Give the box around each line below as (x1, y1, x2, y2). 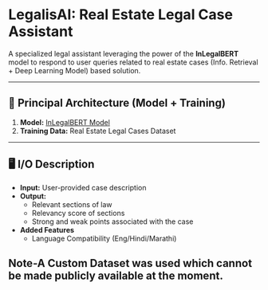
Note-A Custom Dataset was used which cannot (8, 257, 253, 270)
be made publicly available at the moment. (8, 268, 223, 282)
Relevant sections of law (31, 199, 113, 209)
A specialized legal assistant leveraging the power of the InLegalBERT (8, 49, 239, 58)
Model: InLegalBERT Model (19, 117, 110, 127)
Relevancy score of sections (31, 208, 125, 217)
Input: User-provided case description (19, 182, 147, 192)
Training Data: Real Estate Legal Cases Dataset (19, 126, 176, 135)
